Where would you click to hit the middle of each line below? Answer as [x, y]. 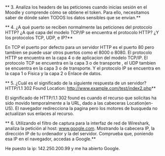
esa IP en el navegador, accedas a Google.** [50, 139]
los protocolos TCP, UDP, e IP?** [39, 38]
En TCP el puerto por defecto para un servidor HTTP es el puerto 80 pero [80, 47]
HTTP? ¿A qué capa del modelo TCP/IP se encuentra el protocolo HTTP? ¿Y [82, 32]
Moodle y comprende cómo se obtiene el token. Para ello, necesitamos [77, 12]
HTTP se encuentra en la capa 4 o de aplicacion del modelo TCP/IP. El [76, 58]
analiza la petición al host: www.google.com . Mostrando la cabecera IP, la [80, 128]
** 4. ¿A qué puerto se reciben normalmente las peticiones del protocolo [79, 27]
